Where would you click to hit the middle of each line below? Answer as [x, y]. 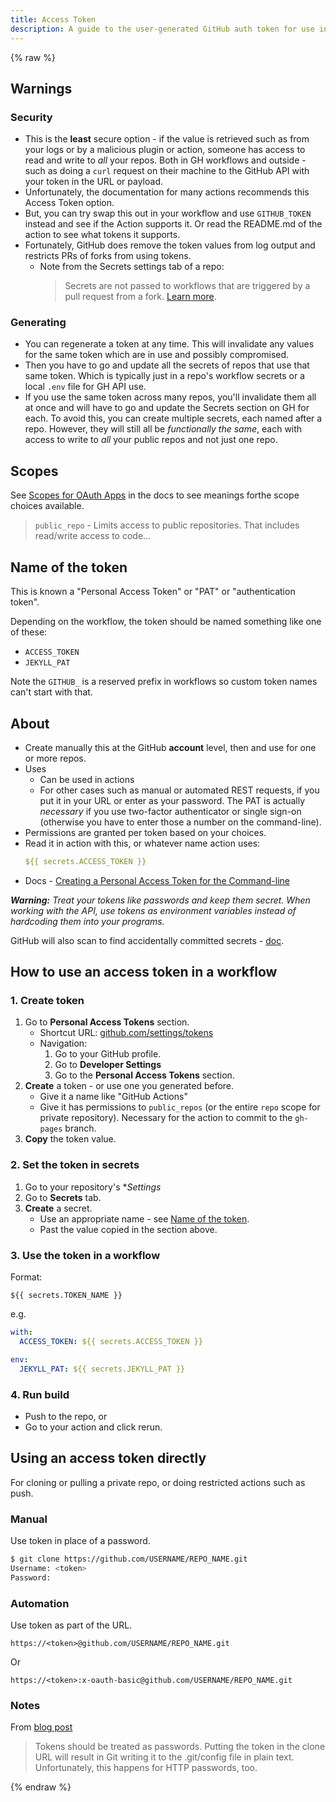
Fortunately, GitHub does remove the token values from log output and [170, 245]
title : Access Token [53, 19]
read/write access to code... [93, 536]
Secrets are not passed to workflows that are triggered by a [187, 286]
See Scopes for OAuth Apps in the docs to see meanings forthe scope [155, 495]
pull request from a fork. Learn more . [140, 297]
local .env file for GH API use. [85, 387]
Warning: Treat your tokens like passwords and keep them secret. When [160, 900]
